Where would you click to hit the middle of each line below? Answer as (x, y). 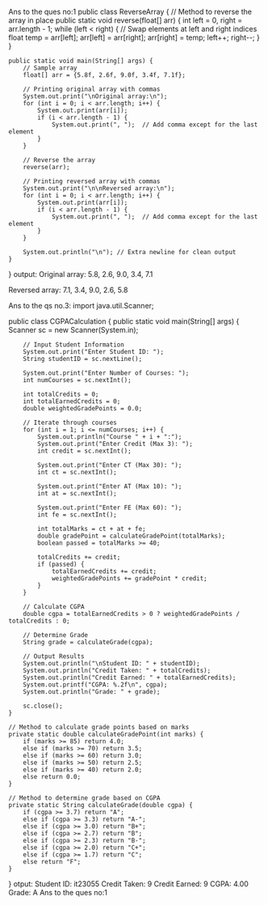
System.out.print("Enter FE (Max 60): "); (110, 508)
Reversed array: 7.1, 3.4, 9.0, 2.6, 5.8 (68, 290)
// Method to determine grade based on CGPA (84, 798)
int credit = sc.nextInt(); (84, 451)
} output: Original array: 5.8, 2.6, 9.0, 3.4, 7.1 (81, 274)
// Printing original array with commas (92, 89)
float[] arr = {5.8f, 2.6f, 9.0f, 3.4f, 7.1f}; (104, 75)
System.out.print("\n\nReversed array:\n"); (99, 189)
